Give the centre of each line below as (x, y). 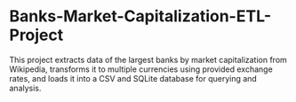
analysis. (25, 88)
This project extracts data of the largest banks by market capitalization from (148, 59)
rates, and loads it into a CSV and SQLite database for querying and (133, 78)
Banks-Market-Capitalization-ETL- (140, 16)
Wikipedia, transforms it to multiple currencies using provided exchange (141, 69)
